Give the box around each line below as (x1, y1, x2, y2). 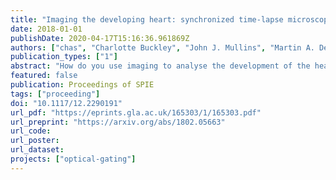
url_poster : (10, 136, 60, 146)
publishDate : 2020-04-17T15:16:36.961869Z (10, 33, 190, 43)
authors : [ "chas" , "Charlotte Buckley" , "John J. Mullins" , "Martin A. (10, 42, 315, 53)
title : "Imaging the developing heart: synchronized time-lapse (10, 14, 284, 25)
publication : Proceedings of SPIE (10, 80, 155, 90)
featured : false (10, 71, 78, 81)
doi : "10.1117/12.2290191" (10, 98, 123, 108)
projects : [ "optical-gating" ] (10, 154, 137, 164)
